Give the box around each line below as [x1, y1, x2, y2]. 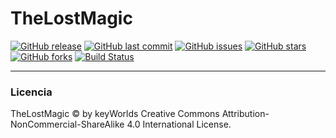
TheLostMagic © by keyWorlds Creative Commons [10, 108, 220, 120]
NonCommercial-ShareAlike [10, 118, 125, 131]
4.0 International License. [126, 118, 232, 131]
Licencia [10, 85, 53, 99]
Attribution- [221, 108, 270, 120]
